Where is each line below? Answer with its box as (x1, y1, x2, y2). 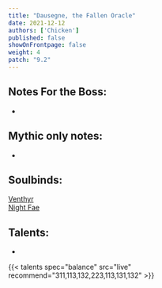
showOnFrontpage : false (8, 41, 87, 49)
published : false (8, 33, 66, 42)
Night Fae (8, 203, 40, 213)
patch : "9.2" (8, 56, 51, 64)
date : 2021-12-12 (8, 19, 66, 27)
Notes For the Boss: (8, 85, 107, 99)
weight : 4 (8, 48, 41, 56)
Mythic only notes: (8, 129, 103, 143)
